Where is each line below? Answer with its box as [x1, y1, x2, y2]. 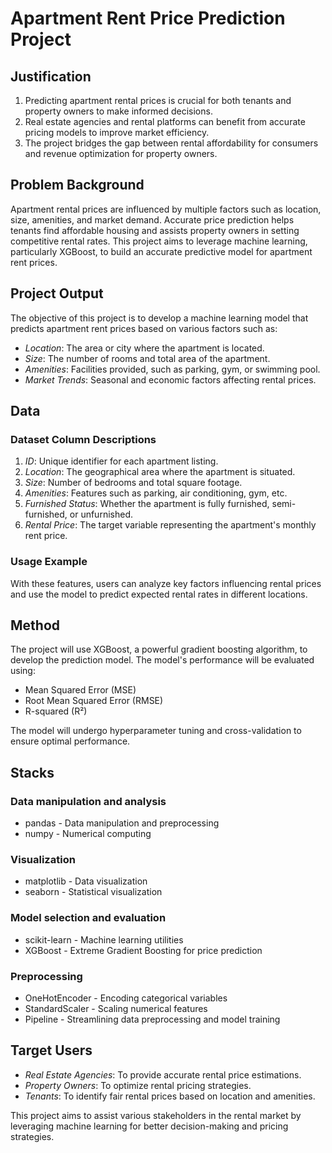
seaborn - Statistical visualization [24, 886, 163, 898]
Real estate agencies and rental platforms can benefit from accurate [24, 116, 306, 127]
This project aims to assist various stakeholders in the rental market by [10, 1109, 302, 1121]
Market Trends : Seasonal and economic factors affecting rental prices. [24, 373, 317, 386]
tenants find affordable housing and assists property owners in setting [10, 224, 300, 236]
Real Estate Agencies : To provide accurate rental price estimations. [24, 1068, 302, 1081]
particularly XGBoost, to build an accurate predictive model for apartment [10, 245, 313, 257]
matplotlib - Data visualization [24, 875, 148, 887]
